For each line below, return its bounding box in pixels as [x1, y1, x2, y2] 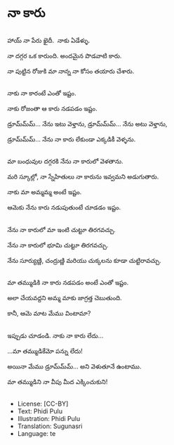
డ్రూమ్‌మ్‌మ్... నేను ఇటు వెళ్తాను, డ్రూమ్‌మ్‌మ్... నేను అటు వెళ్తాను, [7, 120, 168, 128]
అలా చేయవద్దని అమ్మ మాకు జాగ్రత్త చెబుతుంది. [7, 294, 123, 302]
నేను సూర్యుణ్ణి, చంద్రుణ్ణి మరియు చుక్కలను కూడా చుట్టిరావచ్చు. [7, 256, 161, 264]
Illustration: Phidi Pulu [17, 414, 81, 423]
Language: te [17, 429, 56, 437]
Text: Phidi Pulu [17, 406, 63, 415]
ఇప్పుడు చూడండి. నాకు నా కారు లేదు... [7, 331, 104, 340]
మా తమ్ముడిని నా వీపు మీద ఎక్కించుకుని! [7, 378, 108, 386]
